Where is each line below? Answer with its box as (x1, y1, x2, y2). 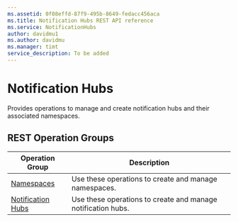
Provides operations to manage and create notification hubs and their (7, 104, 210, 112)
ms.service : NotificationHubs (7, 23, 97, 30)
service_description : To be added (7, 50, 110, 57)
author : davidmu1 (7, 30, 59, 38)
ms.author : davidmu (7, 37, 65, 44)
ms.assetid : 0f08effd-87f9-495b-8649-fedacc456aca (7, 10, 160, 18)
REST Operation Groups (7, 132, 115, 144)
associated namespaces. (7, 111, 80, 120)
